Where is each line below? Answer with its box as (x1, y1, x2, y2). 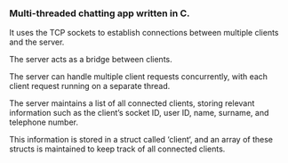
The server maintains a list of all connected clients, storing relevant (9, 98, 255, 109)
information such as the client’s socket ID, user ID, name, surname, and (9, 108, 269, 118)
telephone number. (9, 117, 78, 127)
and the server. (9, 37, 65, 47)
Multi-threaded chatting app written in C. (9, 7, 190, 20)
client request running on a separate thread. (9, 81, 171, 92)
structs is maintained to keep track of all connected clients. (9, 143, 226, 154)
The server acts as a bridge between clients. (9, 54, 173, 65)
